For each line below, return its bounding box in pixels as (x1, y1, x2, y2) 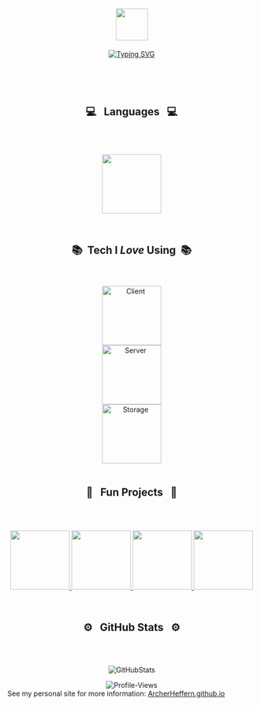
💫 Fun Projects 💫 (85, 485, 178, 499)
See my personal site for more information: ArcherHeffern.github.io (7, 689, 226, 698)
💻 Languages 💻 (85, 105, 178, 118)
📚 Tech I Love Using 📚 (71, 244, 192, 257)
